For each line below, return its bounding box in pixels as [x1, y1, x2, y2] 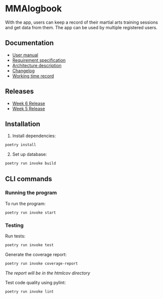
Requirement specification [12, 57, 66, 63]
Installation [5, 119, 40, 128]
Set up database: [12, 151, 47, 157]
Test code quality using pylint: [5, 279, 66, 285]
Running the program [5, 189, 57, 196]
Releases [5, 87, 34, 96]
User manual [12, 52, 38, 58]
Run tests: [5, 233, 26, 239]
